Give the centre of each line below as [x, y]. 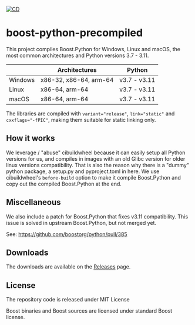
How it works [31, 138]
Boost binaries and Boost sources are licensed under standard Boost [89, 311]
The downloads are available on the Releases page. [68, 267]
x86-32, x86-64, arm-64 [77, 79]
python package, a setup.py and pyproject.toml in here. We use [83, 171]
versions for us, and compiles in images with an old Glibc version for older [96, 158]
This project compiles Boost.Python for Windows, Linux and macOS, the [93, 49]
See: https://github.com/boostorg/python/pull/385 [67, 234]
